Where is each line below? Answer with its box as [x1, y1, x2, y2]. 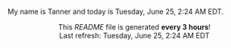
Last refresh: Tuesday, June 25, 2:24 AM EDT [59, 31, 210, 40]
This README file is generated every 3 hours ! [58, 22, 211, 31]
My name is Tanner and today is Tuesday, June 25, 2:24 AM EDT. [7, 7, 224, 16]
